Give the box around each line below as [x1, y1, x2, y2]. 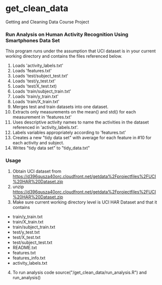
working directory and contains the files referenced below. [5, 53, 123, 59]
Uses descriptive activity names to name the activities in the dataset [12, 119, 149, 125]
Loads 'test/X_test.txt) [12, 83, 57, 89]
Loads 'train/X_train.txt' [12, 99, 60, 105]
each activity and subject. [12, 140, 65, 146]
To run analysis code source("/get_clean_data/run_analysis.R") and [12, 269, 147, 275]
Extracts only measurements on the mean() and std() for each [12, 109, 136, 115]
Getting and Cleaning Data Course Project [5, 19, 89, 25]
